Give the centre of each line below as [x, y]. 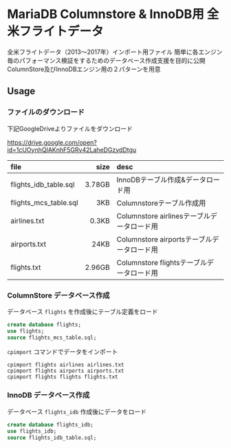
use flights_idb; [32, 431]
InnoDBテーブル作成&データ [161, 179]
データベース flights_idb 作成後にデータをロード [77, 411]
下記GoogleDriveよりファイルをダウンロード [70, 128]
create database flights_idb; [51, 425]
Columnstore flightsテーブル [162, 262]
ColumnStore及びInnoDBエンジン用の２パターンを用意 [84, 69]
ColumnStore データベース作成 [58, 295]
